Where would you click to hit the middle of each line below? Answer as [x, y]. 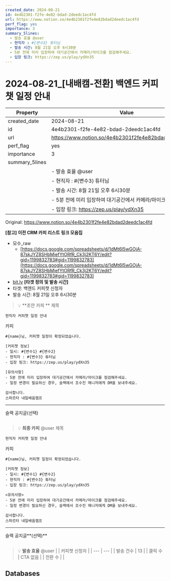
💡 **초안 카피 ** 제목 [38, 305]
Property [27, 113]
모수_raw [22, 243]
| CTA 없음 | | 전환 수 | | [41, 557]
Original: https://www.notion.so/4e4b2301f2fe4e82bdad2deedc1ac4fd [79, 222]
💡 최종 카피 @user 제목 [41, 428]
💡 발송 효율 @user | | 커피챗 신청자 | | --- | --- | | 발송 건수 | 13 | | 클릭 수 [90, 551]
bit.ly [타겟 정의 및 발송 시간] [40, 282]
